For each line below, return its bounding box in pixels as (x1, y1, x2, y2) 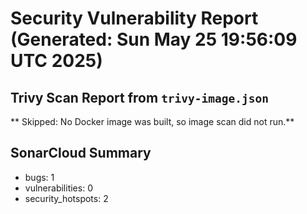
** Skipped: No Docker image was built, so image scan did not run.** (10, 116, 295, 127)
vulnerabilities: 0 (24, 182, 93, 194)
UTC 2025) (10, 50, 103, 72)
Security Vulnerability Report (10, 7, 259, 30)
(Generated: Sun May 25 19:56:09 (10, 28, 298, 51)
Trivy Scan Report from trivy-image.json (10, 89, 270, 106)
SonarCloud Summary (10, 145, 152, 162)
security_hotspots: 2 (24, 192, 109, 204)
